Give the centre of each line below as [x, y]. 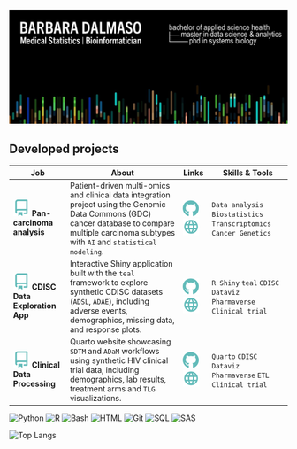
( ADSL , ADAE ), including [110, 301]
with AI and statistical [113, 242]
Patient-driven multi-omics [120, 185]
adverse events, [99, 311]
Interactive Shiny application [121, 264]
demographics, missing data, [122, 321]
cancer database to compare [122, 223]
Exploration [34, 306]
